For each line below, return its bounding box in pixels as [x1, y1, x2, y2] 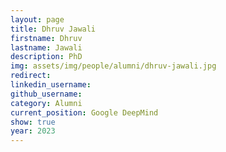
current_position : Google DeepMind [10, 107, 159, 118]
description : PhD [10, 52, 83, 62]
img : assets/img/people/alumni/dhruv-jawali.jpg [10, 61, 217, 71]
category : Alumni [10, 98, 83, 108]
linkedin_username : [10, 80, 92, 90]
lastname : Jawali [10, 42, 83, 53]
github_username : [10, 89, 83, 99]
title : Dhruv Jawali [10, 24, 97, 34]
